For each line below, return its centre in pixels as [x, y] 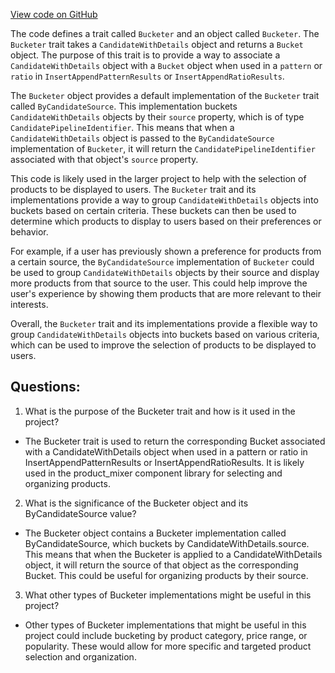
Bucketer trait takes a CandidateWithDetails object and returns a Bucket [157, 44]
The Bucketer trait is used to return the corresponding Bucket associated [175, 441]
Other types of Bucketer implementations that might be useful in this [165, 625]
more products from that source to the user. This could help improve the [159, 283]
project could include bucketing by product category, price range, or [166, 635]
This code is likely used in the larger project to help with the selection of [158, 178]
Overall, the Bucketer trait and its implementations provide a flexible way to [164, 323]
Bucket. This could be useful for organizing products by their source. [166, 575]
